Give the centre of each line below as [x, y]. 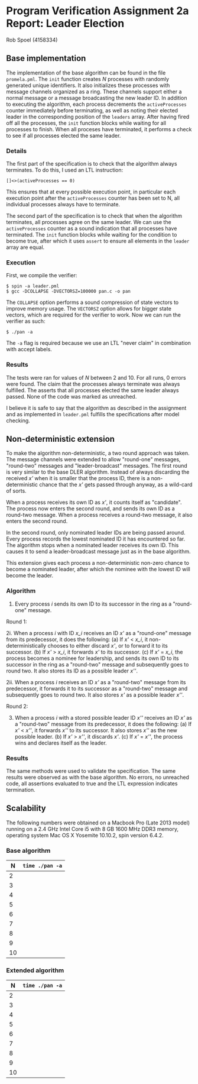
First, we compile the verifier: [42, 276]
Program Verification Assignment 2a [98, 11]
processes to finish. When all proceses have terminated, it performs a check [99, 129]
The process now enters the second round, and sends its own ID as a [91, 509]
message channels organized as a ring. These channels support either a [94, 91]
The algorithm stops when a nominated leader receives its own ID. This [92, 545]
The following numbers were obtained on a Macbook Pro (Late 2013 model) [98, 823]
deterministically [26, 645]
